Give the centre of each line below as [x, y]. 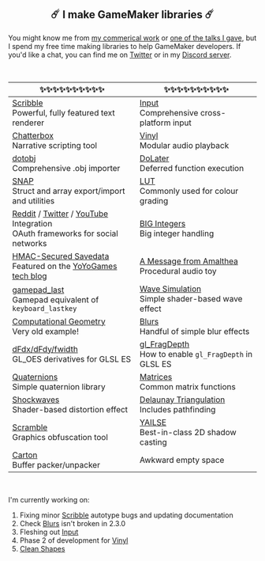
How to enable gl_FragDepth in [196, 354]
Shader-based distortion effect [70, 409]
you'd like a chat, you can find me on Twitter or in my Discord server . [120, 55]
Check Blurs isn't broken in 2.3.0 [73, 523]
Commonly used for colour [189, 191]
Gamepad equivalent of [56, 299]
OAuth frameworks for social [65, 233]
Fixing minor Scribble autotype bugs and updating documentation [127, 515]
